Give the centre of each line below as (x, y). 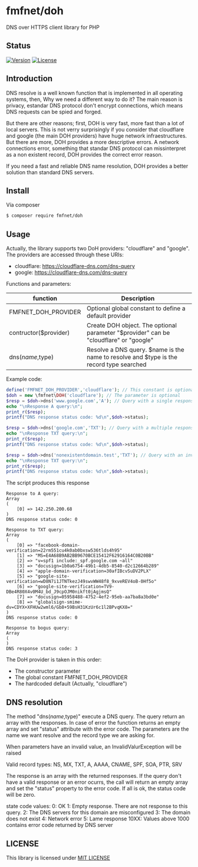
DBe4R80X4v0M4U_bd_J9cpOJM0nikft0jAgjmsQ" (59, 592)
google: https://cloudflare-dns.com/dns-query (71, 272)
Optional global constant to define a (136, 308)
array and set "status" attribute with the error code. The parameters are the (98, 729)
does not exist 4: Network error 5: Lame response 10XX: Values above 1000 (98, 819)
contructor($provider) (39, 333)
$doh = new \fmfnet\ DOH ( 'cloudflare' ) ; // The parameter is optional (93, 395)
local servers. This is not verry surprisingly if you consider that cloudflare (95, 129)
